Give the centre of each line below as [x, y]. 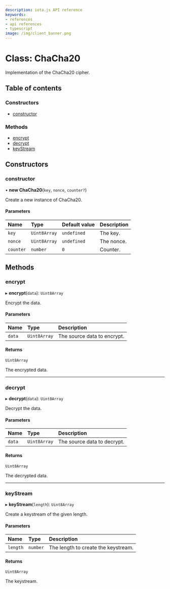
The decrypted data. [27, 475]
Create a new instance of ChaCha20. [44, 200]
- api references [24, 24]
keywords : [16, 15]
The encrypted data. [27, 370]
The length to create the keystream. [91, 548]
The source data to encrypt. [91, 336]
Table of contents [33, 88]
